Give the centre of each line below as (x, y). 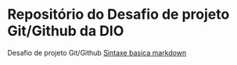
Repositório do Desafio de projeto (118, 14)
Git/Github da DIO (66, 31)
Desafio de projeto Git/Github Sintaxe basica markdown (97, 52)
